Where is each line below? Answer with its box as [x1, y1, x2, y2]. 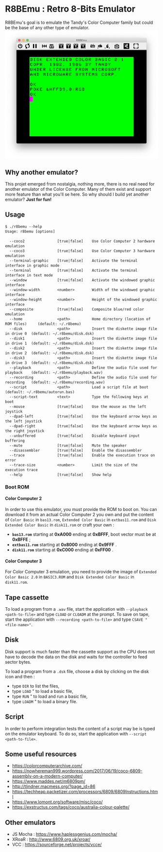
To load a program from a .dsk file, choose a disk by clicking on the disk [5, 668, 149, 674]
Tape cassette [5, 593, 49, 601]
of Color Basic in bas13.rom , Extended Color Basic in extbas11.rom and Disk [5, 517, 157, 523]
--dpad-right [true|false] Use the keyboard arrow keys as [9, 423, 158, 429]
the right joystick [5, 428, 45, 434]
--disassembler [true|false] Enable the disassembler [9, 448, 142, 453]
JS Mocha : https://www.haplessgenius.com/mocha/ [12, 831, 117, 837]
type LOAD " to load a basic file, [12, 688, 74, 694]
